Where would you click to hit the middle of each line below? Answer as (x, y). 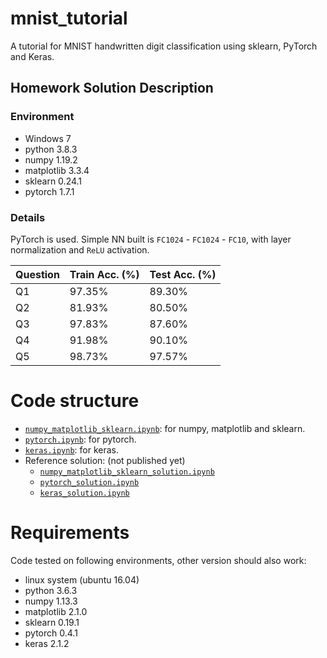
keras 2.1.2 (47, 643)
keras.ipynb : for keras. (71, 449)
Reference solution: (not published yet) (105, 460)
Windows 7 (48, 138)
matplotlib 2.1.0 (56, 611)
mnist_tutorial (69, 18)
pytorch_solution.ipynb (89, 482)
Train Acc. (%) (104, 274)
